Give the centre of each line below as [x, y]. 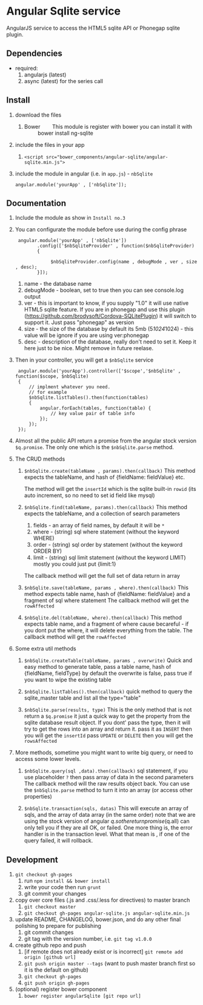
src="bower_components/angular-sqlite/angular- [107, 157]
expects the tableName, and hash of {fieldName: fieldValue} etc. [105, 477]
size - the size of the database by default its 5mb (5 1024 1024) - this [109, 329]
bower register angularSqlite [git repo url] [82, 997]
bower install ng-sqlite [66, 133]
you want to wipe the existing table [68, 680]
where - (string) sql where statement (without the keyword [106, 532]
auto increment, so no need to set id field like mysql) [90, 495]
